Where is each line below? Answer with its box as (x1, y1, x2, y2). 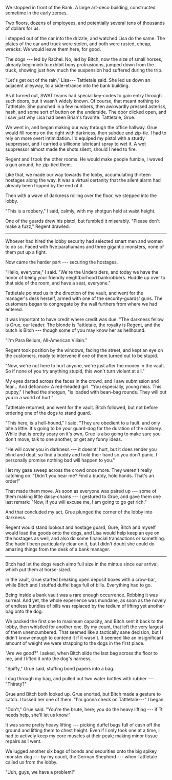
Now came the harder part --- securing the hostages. (5, 259, 118, 265)
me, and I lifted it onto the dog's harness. (5, 655, 92, 662)
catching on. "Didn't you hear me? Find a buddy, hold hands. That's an (5, 473, 155, 478)
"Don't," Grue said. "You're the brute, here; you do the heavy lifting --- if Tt (5, 706, 163, 712)
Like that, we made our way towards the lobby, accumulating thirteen (5, 172, 151, 178)
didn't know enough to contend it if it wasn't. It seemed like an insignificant (5, 635, 164, 641)
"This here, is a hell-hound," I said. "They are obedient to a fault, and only (5, 420, 160, 426)
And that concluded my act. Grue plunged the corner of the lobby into (5, 509, 153, 515)
